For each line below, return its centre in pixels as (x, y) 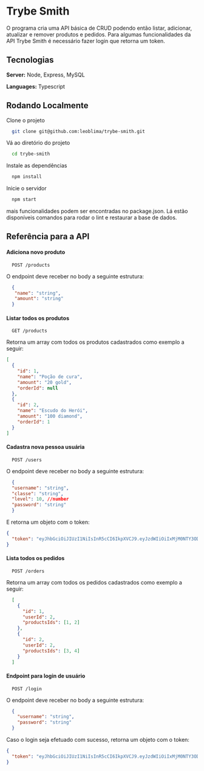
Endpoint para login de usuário (46, 676)
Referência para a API (48, 237)
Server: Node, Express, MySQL (46, 75)
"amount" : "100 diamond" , (50, 416)
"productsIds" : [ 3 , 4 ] (51, 651)
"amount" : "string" (39, 299)
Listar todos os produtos (38, 318)
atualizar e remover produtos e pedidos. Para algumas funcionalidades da (99, 34)
